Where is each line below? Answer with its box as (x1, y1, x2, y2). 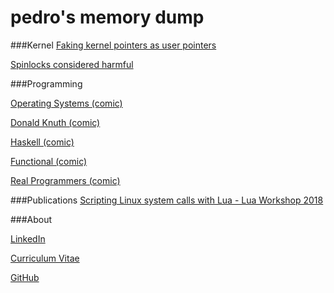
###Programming (10, 77, 83, 90)
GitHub (10, 271, 40, 283)
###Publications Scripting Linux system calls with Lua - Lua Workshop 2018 (10, 194, 324, 206)
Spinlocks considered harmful (10, 58, 134, 70)
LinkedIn (10, 232, 46, 245)
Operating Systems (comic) (10, 97, 123, 109)
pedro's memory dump (10, 6, 205, 29)
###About (10, 213, 53, 225)
